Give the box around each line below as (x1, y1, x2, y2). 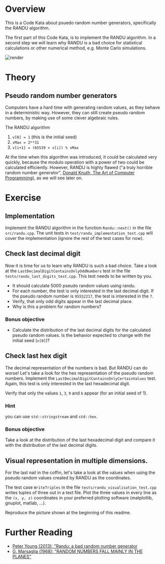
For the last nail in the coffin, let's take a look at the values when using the (5, 469, 156, 476)
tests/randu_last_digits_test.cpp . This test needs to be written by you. (5, 273, 153, 279)
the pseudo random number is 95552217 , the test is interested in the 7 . (12, 293, 154, 299)
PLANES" (12, 554, 32, 560)
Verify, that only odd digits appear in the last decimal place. (12, 298, 133, 304)
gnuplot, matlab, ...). (5, 500, 46, 506)
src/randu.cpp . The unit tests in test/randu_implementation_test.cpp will (5, 230, 153, 236)
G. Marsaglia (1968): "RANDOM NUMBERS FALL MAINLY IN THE (12, 548, 143, 555)
